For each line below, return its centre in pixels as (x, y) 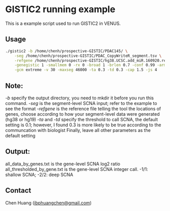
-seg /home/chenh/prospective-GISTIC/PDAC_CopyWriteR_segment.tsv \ (88, 56)
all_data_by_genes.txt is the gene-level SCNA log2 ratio (63, 164)
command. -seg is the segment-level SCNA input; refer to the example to (81, 103)
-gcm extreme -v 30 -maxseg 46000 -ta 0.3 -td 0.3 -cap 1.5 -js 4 (86, 70)
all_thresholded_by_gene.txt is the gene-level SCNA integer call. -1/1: (77, 169)
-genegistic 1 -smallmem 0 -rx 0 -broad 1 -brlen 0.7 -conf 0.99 (85, 65)
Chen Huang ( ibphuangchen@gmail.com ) (49, 203)
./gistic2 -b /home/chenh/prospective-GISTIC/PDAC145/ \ (67, 51)
